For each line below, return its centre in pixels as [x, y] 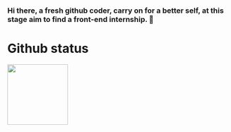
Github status [48, 49]
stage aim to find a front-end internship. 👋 [81, 19]
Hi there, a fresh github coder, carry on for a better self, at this [115, 11]
